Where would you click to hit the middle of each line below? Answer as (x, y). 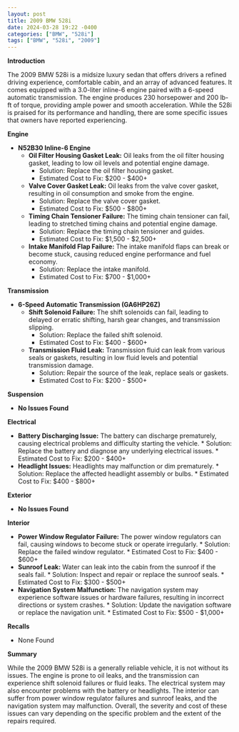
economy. (43, 262)
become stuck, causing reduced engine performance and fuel (119, 254)
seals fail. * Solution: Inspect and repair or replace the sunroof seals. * (121, 575)
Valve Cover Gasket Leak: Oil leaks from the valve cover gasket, (123, 186)
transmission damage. (61, 366)
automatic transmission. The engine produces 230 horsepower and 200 (113, 98)
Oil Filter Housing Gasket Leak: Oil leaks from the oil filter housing (126, 156)
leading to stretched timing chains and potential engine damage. (123, 224)
